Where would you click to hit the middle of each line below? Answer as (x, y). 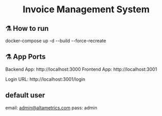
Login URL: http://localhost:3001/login (45, 79)
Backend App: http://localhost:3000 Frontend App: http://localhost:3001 (81, 69)
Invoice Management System (86, 9)
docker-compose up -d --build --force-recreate (56, 41)
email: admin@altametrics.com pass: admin (51, 108)
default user (25, 95)
